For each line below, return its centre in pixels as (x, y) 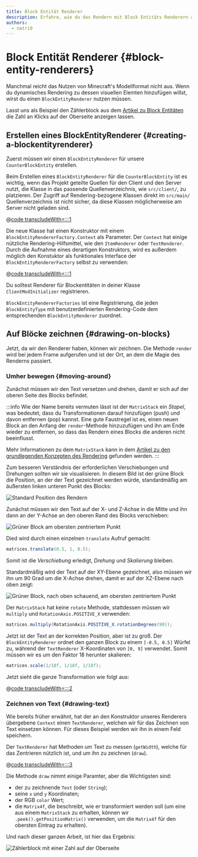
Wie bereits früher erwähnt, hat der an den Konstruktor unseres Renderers (96, 717)
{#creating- (165, 135)
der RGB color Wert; (39, 800)
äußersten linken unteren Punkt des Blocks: (59, 486)
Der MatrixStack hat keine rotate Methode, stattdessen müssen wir (88, 607)
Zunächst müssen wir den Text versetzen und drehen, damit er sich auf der (98, 389)
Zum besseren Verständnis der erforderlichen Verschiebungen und (88, 467)
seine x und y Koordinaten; (47, 794)
